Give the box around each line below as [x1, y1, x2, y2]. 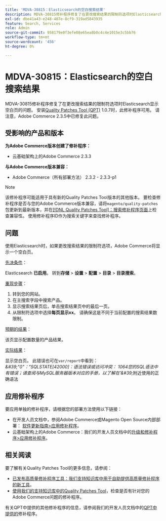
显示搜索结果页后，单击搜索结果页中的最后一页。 [12, 303, 112, 309]
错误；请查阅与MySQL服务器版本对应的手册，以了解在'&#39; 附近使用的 [9, 370, 155, 376]
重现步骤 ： [5, 281, 27, 286]
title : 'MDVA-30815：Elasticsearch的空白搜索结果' [5, 7, 106, 12]
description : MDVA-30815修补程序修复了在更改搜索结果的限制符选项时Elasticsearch [5, 12, 162, 17]
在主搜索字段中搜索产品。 [12, 297, 65, 303]
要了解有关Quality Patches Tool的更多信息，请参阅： [5, 465, 112, 471]
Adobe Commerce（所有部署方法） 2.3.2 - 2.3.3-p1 [12, 174, 117, 180]
